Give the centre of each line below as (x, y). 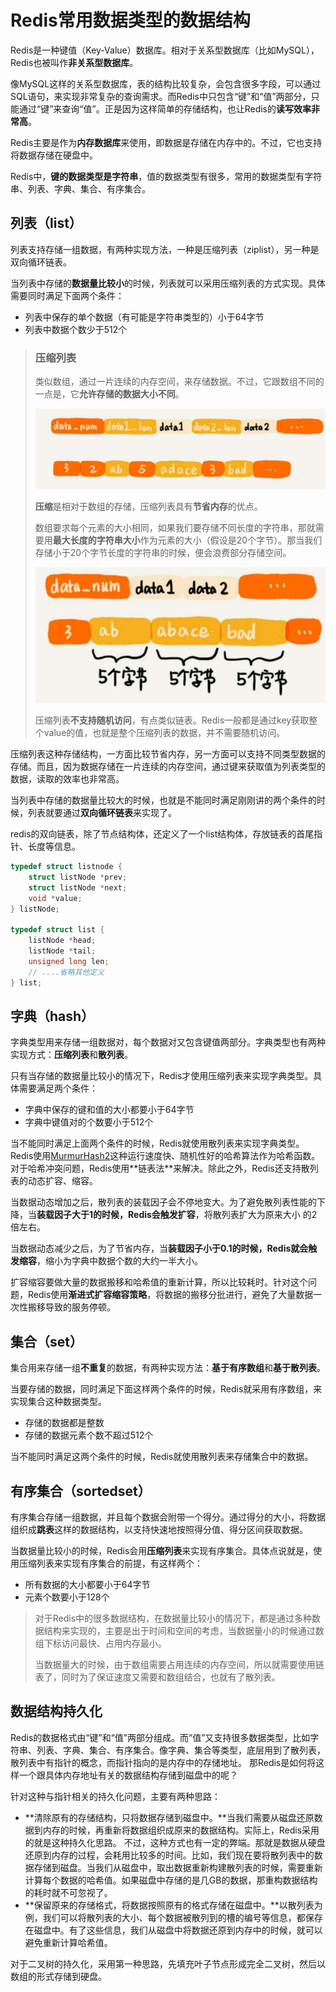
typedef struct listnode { (66, 867)
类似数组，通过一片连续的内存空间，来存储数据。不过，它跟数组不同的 (179, 382)
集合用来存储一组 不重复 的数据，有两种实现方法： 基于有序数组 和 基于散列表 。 (168, 1368)
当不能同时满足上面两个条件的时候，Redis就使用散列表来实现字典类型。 (157, 1143)
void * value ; (55, 898)
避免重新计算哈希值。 (68, 1942)
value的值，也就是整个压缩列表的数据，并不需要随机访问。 (164, 733)
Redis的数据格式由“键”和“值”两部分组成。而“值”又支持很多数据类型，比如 (160, 1737)
